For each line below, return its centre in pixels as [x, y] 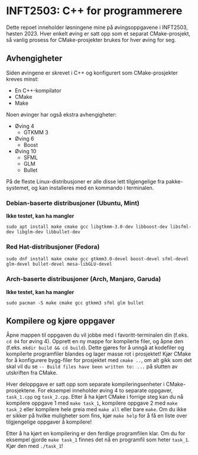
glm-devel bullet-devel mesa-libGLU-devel [59, 264]
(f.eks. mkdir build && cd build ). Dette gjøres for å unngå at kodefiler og [95, 348]
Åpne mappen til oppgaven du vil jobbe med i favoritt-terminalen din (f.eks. [98, 335]
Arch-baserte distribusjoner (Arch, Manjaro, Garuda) [84, 279]
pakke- [174, 181]
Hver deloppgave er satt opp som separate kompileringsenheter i [85, 384]
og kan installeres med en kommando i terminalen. [93, 188]
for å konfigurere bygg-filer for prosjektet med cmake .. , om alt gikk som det [99, 360]
